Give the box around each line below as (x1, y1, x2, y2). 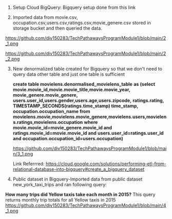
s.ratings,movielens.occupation (12, 119, 83, 125)
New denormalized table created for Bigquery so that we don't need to (12, 66, 163, 72)
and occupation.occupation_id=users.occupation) (12, 136, 123, 141)
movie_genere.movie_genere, (12, 92, 78, 98)
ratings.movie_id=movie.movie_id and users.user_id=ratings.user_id (12, 130, 164, 136)
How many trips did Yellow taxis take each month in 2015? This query (5, 191, 156, 198)
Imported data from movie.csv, (12, 14, 78, 20)
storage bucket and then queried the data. (12, 25, 103, 31)
